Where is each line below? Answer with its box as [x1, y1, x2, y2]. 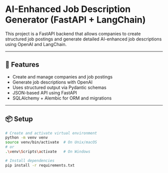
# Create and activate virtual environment [5, 130, 97, 135]
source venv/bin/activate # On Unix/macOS [5, 140, 97, 145]
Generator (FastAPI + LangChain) [5, 14, 146, 25]
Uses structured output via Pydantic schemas [12, 84, 106, 90]
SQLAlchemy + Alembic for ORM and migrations [12, 95, 112, 101]
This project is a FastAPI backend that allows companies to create [5, 30, 141, 36]
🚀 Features [5, 60, 39, 69]
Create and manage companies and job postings [12, 73, 113, 79]
